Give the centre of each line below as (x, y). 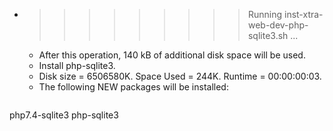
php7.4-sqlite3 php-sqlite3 (64, 115)
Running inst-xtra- (285, 14)
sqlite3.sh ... (273, 35)
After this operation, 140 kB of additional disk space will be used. (172, 55)
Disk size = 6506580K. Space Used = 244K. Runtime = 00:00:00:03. (180, 76)
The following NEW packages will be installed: (133, 87)
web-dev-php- (278, 25)
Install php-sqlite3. (77, 65)
